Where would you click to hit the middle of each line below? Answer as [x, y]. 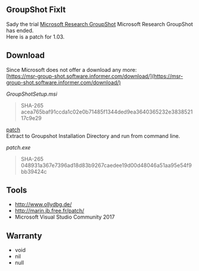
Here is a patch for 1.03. [35, 37]
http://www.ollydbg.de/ [43, 204]
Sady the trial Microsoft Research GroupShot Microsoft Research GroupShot [100, 24]
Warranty [24, 236]
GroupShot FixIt [36, 10]
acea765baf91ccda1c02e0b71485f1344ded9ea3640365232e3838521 [107, 112]
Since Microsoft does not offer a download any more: [71, 70]
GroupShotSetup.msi [32, 94]
